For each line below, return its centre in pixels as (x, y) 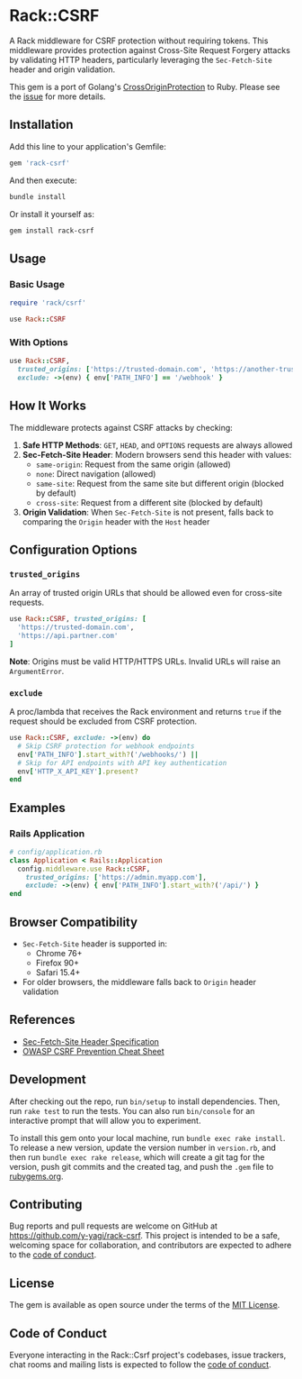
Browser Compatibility (73, 922)
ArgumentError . (37, 671)
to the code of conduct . (53, 1255)
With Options (39, 342)
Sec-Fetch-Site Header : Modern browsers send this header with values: (157, 454)
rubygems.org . (36, 1176)
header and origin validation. (62, 69)
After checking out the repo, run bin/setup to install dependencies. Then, (145, 1101)
